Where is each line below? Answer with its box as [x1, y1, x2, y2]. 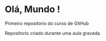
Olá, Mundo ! [5, 4, 60, 15]
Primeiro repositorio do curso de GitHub [5, 20, 89, 26]
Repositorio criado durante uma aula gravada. [5, 30, 101, 36]
